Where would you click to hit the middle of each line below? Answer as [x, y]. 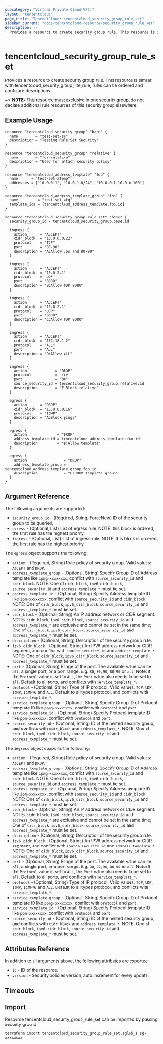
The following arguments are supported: [45, 508]
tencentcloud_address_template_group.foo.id [51, 469]
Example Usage [29, 121]
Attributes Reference [37, 949]
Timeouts [20, 991]
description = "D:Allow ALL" [43, 354]
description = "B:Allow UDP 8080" [49, 285]
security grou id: [21, 1024]
